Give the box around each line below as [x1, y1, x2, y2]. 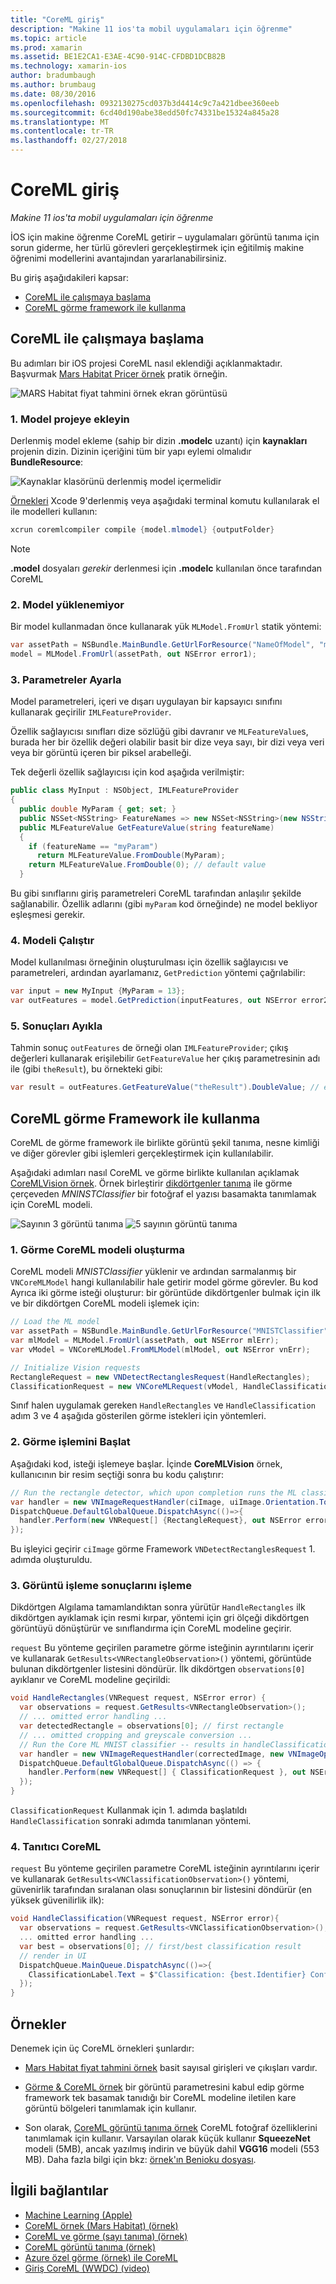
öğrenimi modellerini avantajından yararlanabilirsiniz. [10, 252, 227, 264]
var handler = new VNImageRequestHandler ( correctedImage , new [19, 1749, 284, 1759]
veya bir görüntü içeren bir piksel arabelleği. [10, 747, 192, 759]
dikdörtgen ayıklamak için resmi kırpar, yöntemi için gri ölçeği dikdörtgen [10, 1612, 310, 1624]
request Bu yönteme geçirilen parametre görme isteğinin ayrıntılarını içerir [10, 1642, 315, 1654]
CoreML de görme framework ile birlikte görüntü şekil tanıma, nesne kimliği [10, 1137, 320, 1149]
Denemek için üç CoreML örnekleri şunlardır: [10, 2042, 195, 2055]
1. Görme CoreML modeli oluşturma [10, 1242, 185, 1256]
